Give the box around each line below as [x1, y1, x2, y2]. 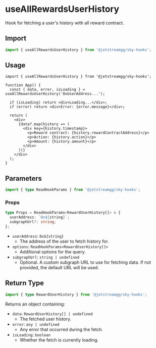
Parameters [5, 174, 42, 183]
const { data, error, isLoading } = [9, 87, 85, 92]
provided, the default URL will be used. [19, 264, 99, 270]
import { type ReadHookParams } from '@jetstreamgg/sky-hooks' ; [5, 187, 141, 193]
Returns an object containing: [5, 301, 65, 307]
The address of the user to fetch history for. [19, 238, 109, 244]
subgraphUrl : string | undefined [12, 254, 80, 260]
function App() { [5, 83, 41, 88]
